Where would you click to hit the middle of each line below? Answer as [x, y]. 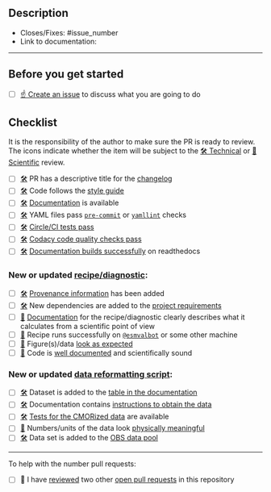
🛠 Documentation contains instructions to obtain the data [116, 404]
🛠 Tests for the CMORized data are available [94, 417]
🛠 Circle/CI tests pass [57, 227]
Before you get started [66, 75]
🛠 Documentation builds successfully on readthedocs [110, 251]
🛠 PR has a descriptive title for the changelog [96, 179]
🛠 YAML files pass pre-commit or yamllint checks [103, 215]
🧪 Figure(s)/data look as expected [76, 344]
